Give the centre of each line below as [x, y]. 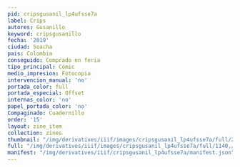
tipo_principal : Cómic [41, 67]
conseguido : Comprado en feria [54, 60]
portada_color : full [38, 87]
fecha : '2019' [29, 41]
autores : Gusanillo [36, 27]
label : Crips [27, 21]
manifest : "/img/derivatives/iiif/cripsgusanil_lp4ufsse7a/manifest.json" [121, 153]
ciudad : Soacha [30, 47]
